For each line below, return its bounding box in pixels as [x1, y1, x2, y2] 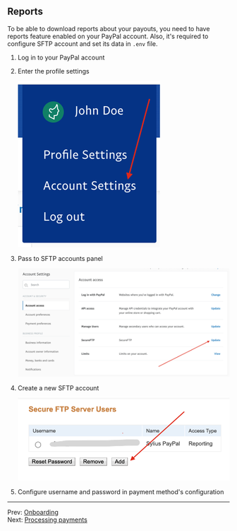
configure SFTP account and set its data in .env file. [7, 39, 158, 48]
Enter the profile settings [17, 66, 90, 75]
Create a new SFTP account [17, 383, 99, 392]
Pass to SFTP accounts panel [17, 254, 104, 262]
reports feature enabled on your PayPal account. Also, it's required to [7, 32, 209, 40]
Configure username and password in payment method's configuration [17, 487, 224, 496]
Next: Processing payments [7, 515, 88, 524]
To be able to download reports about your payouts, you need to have [7, 24, 210, 33]
